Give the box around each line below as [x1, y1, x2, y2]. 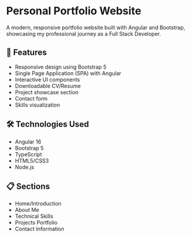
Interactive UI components [14, 76, 81, 83]
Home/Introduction [14, 200, 61, 207]
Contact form [14, 95, 48, 102]
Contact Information [14, 225, 64, 233]
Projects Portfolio [14, 219, 58, 226]
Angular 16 [14, 138, 42, 145]
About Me [14, 207, 40, 214]
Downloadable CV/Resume [14, 82, 81, 89]
